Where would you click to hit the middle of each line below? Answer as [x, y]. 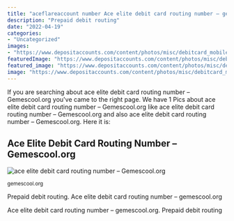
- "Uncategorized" [34, 40]
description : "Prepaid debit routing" [63, 20]
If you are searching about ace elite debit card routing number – [99, 92]
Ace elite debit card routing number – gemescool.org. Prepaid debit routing [115, 211]
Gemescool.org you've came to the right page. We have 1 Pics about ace [111, 99]
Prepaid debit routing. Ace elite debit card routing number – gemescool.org [115, 197]
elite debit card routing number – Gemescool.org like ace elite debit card [111, 107]
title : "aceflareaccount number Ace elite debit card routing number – [113, 14]
